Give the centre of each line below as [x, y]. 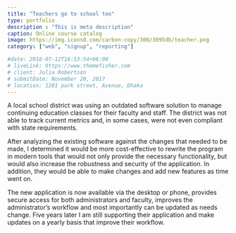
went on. [20, 179]
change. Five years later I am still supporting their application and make [111, 215]
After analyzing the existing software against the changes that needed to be [117, 141]
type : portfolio [31, 20]
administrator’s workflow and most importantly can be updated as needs [112, 208]
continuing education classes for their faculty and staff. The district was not [117, 113]
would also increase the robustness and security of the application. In [108, 164]
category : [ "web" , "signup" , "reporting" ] [70, 46]
